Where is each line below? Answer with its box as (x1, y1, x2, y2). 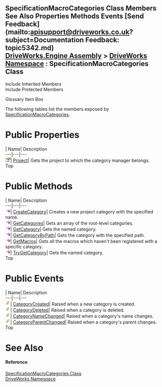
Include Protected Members (5, 86, 63, 92)
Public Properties (5, 129, 80, 140)
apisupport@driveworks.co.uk (30, 28, 130, 37)
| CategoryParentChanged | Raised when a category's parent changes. (10, 319, 157, 325)
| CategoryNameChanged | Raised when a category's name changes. (10, 313, 154, 319)
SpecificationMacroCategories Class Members (5, 4, 157, 13)
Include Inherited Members (5, 81, 62, 87)
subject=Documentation (5, 36, 85, 45)
